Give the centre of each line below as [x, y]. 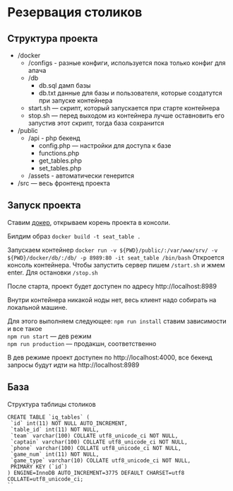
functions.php [59, 153]
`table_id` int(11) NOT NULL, [55, 429]
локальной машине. [37, 307]
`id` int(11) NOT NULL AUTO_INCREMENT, [69, 423]
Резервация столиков [75, 12]
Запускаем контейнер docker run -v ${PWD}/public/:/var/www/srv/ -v [113, 250]
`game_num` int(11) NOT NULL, [55, 454]
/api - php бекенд [54, 138]
